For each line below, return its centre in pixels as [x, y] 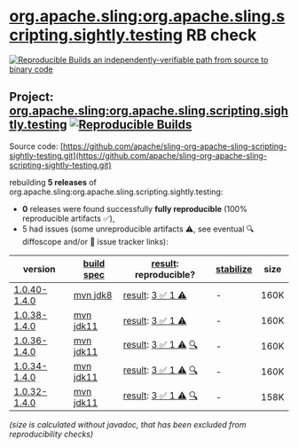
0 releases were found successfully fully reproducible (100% [135, 208]
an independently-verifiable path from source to [180, 59]
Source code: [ [36, 146]
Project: [31, 97]
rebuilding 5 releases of [53, 182]
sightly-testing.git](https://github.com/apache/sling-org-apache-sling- [138, 155]
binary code [31, 69]
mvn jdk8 [93, 295]
